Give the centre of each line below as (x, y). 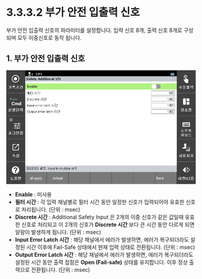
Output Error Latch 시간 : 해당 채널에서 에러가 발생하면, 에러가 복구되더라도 (104, 255)
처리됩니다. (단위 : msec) (51, 210)
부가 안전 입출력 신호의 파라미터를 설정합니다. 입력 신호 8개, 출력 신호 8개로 (94, 30)
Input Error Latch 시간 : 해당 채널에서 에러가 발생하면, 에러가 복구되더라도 (102, 240)
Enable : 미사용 (33, 195)
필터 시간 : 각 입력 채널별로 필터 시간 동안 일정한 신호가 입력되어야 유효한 (99, 202)
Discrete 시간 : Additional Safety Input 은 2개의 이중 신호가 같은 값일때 (99, 217)
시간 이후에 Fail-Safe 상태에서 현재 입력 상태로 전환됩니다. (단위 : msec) (111, 247)
